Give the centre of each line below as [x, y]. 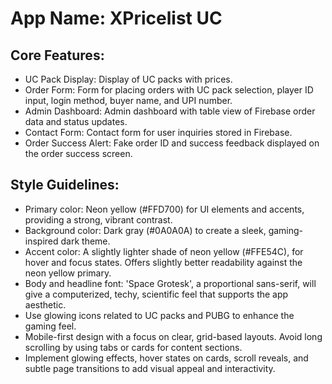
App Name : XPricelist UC [116, 18]
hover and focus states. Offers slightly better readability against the [163, 262]
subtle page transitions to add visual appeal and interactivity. [150, 368]
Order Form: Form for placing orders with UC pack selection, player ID [169, 90]
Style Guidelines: [65, 185]
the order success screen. [78, 153]
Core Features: [57, 55]
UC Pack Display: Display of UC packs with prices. [128, 79]
